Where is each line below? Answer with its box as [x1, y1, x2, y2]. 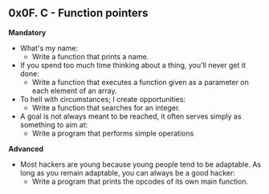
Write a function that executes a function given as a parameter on [31, 77, 249, 87]
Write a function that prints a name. [31, 51, 149, 61]
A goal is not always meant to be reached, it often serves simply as [19, 111, 243, 121]
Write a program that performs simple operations [31, 128, 194, 138]
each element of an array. [31, 86, 118, 95]
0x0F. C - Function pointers [8, 6, 149, 20]
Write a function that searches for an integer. [31, 103, 181, 112]
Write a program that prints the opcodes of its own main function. [31, 176, 249, 186]
